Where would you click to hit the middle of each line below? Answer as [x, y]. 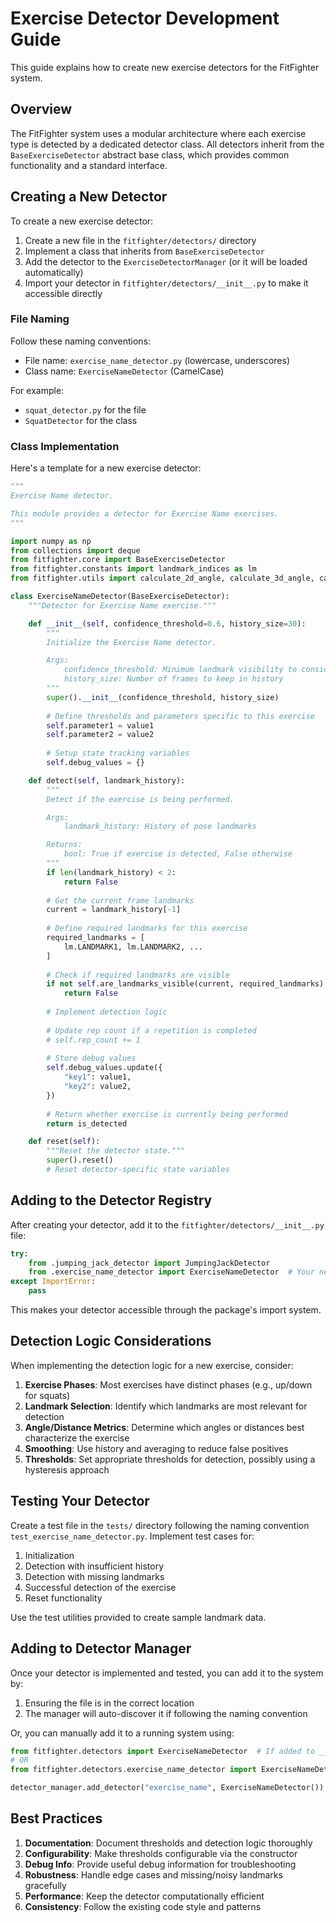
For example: [37, 390]
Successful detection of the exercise [100, 1587]
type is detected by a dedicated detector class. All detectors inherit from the [167, 144]
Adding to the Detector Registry [111, 1200]
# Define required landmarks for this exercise [147, 928]
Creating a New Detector [89, 197]
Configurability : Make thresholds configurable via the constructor [161, 1853]
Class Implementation [65, 446]
